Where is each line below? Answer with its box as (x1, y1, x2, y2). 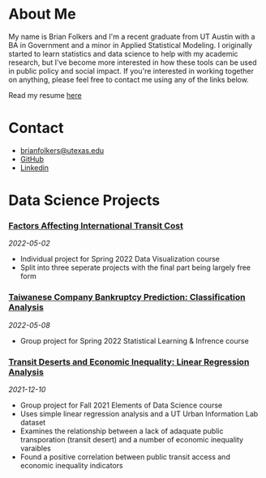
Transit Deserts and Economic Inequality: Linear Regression (8, 356, 250, 367)
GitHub (19, 154, 45, 164)
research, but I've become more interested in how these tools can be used (8, 58, 257, 67)
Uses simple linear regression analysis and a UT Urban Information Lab (19, 408, 259, 418)
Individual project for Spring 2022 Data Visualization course (19, 254, 221, 264)
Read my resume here (8, 90, 83, 100)
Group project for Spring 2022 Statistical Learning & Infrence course (19, 335, 249, 345)
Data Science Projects (8, 191, 161, 210)
